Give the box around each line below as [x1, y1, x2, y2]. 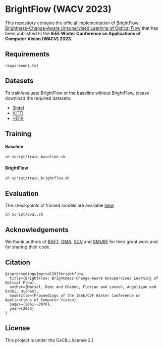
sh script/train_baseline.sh [5, 155, 65, 160]
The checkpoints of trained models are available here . [5, 202, 115, 209]
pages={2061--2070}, [9, 301, 52, 307]
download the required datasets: [5, 95, 72, 101]
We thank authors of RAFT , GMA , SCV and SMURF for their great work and [5, 238, 158, 244]
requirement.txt [5, 63, 39, 68]
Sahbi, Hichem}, [5, 289, 39, 293]
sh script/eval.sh [5, 212, 43, 217]
